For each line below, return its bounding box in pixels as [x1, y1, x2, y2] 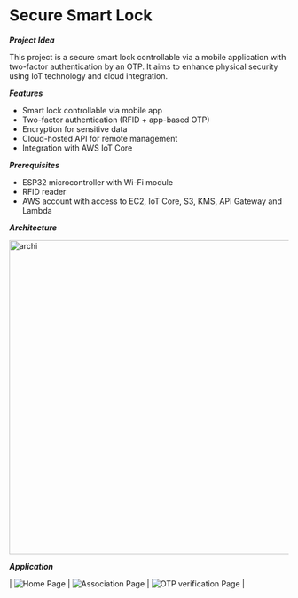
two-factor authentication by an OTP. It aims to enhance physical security [9, 61, 278, 72]
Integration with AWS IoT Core [21, 143, 133, 153]
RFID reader [21, 186, 67, 197]
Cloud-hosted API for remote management [21, 133, 178, 144]
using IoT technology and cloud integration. [9, 70, 169, 81]
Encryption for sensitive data [21, 123, 128, 134]
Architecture [9, 222, 58, 233]
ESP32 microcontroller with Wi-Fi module [21, 176, 174, 187]
